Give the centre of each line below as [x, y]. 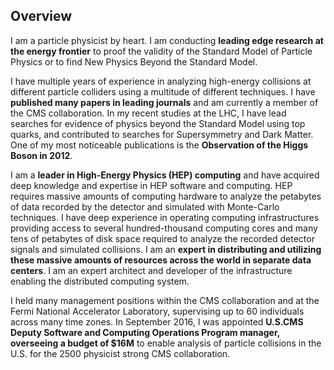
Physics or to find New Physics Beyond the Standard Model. [134, 61]
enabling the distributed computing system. [100, 281]
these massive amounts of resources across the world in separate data [161, 260]
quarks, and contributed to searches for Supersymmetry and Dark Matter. [162, 134]
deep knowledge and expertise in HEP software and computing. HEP [151, 185]
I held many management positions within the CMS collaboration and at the [165, 300]
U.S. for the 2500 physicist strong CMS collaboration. [120, 353]
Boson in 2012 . [41, 155]
